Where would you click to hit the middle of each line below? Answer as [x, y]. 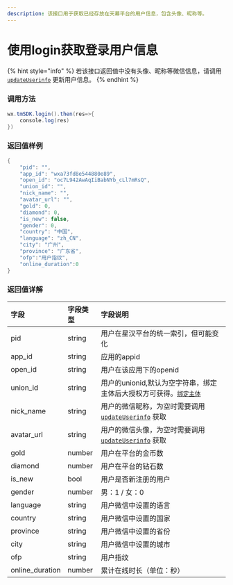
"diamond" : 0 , [40, 213]
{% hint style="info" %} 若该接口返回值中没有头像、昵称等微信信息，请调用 [114, 71]
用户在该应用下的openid [139, 370]
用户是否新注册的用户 [135, 479]
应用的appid [120, 356]
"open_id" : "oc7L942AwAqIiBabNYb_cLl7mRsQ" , [85, 180]
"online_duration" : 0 [49, 264]
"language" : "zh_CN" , [51, 238]
